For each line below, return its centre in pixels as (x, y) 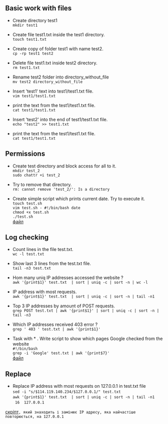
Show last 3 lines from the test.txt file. (52, 264)
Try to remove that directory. (42, 184)
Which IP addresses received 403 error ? (55, 324)
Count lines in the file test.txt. (43, 249)
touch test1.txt (29, 39)
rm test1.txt (26, 67)
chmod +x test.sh (31, 212)
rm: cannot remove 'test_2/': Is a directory (61, 189)
